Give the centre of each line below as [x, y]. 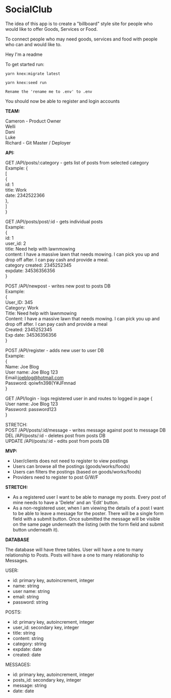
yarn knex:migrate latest [33, 74]
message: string [30, 685]
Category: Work [22, 307]
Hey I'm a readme [24, 54]
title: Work [16, 190]
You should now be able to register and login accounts [63, 101]
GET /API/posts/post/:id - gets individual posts [54, 221]
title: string [24, 633]
